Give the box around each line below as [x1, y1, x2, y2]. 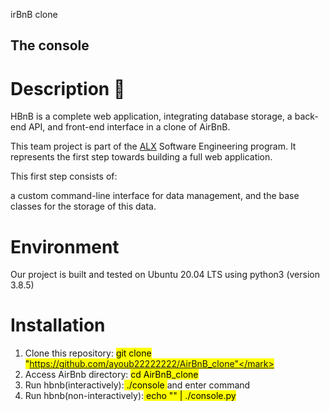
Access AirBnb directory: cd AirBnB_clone [24, 369, 199, 381]
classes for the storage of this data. [10, 200, 157, 213]
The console [10, 37, 90, 54]
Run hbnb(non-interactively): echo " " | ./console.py [24, 390, 237, 402]
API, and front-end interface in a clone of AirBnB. [28, 121, 231, 133]
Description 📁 [10, 77, 126, 100]
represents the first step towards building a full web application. [10, 151, 273, 163]
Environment [10, 235, 120, 258]
